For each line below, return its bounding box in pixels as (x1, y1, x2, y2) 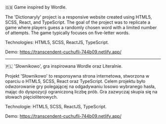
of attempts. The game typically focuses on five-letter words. (5, 30, 130, 36)
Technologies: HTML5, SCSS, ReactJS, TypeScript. (5, 40, 109, 45)
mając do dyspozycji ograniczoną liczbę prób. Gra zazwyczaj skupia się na (5, 89, 158, 94)
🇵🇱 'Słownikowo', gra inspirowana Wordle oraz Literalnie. (5, 63, 123, 69)
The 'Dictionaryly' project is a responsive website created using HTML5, (5, 14, 152, 20)
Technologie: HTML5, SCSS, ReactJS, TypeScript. (5, 104, 107, 109)
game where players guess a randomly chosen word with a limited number (5, 25, 157, 30)
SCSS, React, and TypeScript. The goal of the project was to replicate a (5, 19, 151, 25)
